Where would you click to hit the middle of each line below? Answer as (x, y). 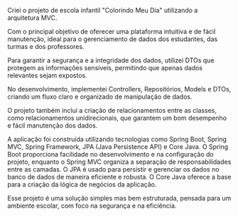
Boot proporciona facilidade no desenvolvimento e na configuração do (111, 154)
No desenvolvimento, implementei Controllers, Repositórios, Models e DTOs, (119, 89)
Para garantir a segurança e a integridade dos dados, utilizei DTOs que (111, 60)
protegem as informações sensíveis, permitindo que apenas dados (105, 68)
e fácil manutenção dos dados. (53, 126)
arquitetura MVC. (32, 18)
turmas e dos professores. (46, 46)
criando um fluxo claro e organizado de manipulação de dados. (100, 96)
